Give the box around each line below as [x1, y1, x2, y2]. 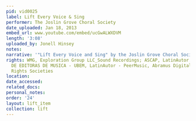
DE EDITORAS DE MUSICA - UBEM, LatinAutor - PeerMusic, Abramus [11, 62, 171, 69]
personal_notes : [6, 90, 45, 95]
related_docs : [6, 84, 41, 90]
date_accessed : [6, 79, 43, 85]
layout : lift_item [6, 100, 51, 106]
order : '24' [6, 95, 35, 101]
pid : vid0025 [6, 8, 38, 15]
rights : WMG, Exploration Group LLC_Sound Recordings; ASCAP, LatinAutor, [6, 57, 192, 63]
